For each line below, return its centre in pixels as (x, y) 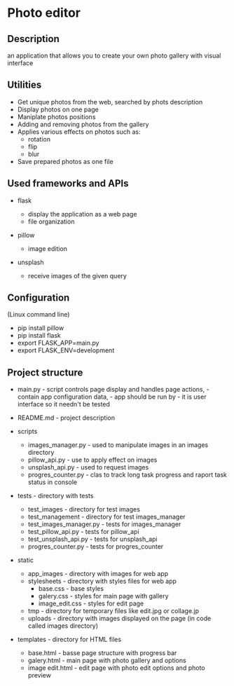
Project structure (45, 372)
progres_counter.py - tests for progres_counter (96, 547)
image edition (48, 248)
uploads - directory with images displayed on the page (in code (119, 619)
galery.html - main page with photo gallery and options (107, 661)
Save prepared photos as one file (65, 161)
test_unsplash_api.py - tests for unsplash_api (92, 539)
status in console (53, 482)
